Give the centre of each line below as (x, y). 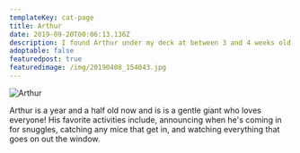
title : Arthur (36, 26)
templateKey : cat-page (52, 17)
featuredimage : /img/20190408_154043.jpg (88, 68)
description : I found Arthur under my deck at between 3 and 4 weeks (142, 42)
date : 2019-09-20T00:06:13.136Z (70, 34)
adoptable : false (42, 51)
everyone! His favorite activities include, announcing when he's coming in (146, 119)
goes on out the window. (55, 139)
